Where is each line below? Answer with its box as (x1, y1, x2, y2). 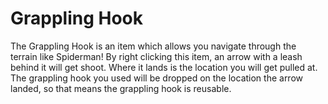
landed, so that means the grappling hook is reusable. (10, 82, 232, 94)
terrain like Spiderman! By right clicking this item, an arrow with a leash (10, 50, 303, 62)
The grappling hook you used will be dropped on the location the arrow (10, 72, 304, 84)
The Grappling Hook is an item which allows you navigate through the (10, 40, 297, 52)
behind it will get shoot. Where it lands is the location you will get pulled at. (10, 61, 318, 73)
